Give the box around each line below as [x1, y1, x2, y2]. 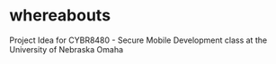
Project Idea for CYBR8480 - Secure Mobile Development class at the [9, 35, 268, 45]
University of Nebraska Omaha [9, 44, 124, 54]
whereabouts [9, 5, 111, 26]
